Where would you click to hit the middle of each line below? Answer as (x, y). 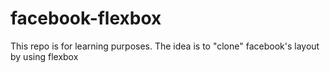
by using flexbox (44, 56)
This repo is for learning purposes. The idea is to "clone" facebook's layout (165, 46)
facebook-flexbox (86, 18)
